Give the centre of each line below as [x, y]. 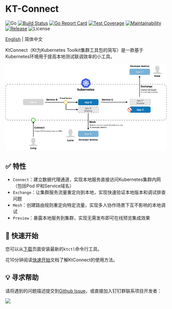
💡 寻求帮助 [22, 277]
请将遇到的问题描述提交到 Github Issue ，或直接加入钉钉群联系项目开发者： [84, 291]
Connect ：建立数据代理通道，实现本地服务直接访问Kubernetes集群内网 [87, 179]
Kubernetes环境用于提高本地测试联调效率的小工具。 [60, 56]
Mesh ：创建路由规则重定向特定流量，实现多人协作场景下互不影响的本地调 [89, 205]
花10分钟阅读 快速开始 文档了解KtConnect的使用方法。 [61, 260]
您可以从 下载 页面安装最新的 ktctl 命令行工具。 [54, 249]
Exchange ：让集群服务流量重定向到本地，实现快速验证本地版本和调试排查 [89, 192]
